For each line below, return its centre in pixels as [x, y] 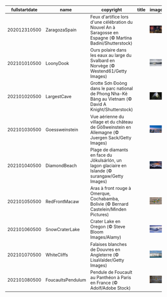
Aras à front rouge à [111, 188]
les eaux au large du [111, 55]
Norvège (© [103, 66]
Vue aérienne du [107, 117]
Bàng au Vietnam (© [111, 99]
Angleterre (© [105, 255]
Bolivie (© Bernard [109, 204]
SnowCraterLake [63, 229]
